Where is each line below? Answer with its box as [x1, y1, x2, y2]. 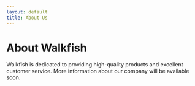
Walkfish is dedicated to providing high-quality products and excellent [6, 61, 183, 68]
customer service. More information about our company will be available [6, 68, 189, 75]
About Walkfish [6, 41, 87, 55]
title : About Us [6, 15, 48, 21]
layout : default [6, 9, 48, 15]
